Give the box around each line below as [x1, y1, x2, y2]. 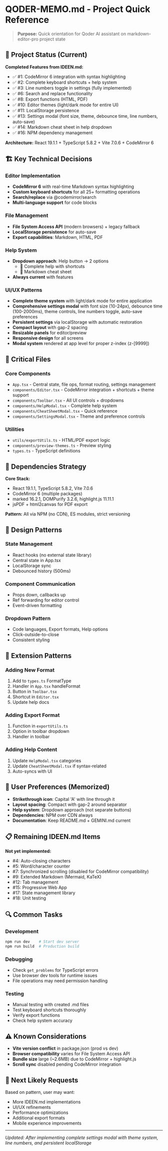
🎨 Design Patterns [5, 525, 62, 534]
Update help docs [12, 699, 49, 705]
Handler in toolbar [12, 734, 50, 740]
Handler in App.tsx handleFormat [12, 683, 81, 689]
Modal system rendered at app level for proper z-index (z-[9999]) [12, 341, 149, 347]
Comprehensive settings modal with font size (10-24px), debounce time [12, 303, 162, 309]
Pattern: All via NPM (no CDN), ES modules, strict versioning [5, 511, 130, 517]
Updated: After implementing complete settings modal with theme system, [5, 1134, 158, 1140]
